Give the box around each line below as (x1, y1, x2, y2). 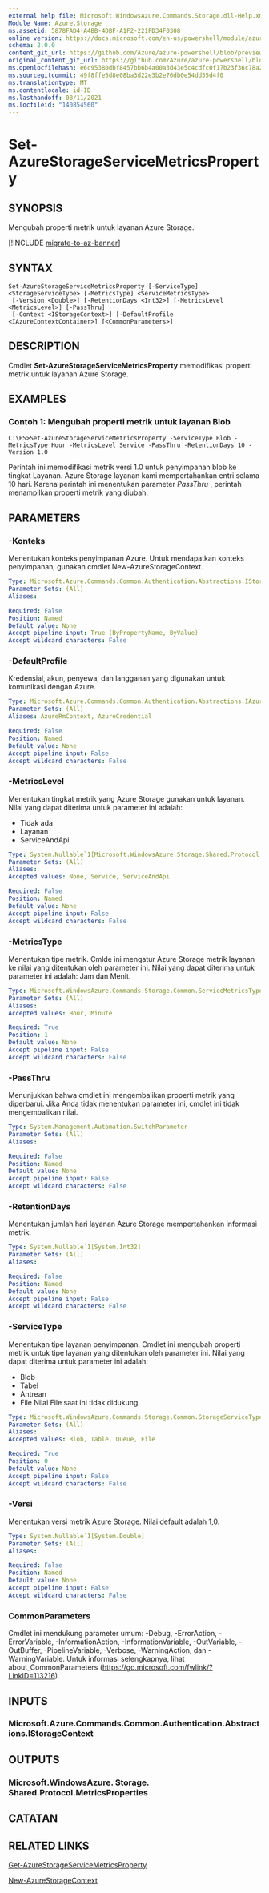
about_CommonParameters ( (8, 1662, 103, 1672)
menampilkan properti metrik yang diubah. (8, 488, 149, 497)
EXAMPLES (8, 392, 66, 406)
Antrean (19, 1389, 46, 1398)
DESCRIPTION (8, 340, 80, 353)
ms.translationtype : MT (8, 78, 88, 86)
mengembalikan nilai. (8, 1107, 78, 1117)
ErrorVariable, (8, 1637, 54, 1646)
